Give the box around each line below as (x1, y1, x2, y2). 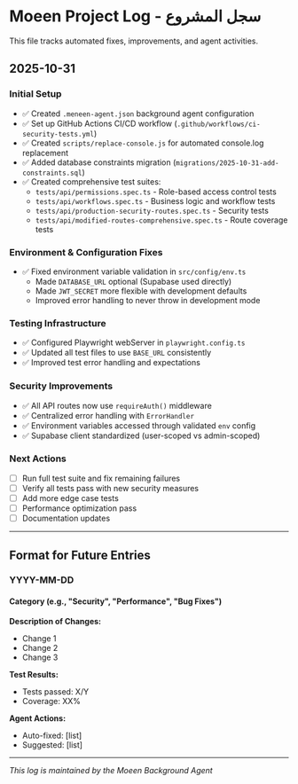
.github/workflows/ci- (176, 120, 261, 129)
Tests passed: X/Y (21, 686, 90, 697)
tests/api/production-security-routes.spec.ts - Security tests (35, 205, 269, 216)
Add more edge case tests (21, 492, 120, 503)
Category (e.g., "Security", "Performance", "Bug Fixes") (9, 596, 223, 607)
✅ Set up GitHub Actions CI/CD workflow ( (21, 118, 177, 129)
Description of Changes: (9, 615, 102, 626)
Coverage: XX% (21, 695, 82, 706)
